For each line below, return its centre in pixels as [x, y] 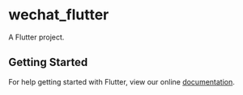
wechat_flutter [59, 15]
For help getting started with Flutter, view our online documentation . [122, 81]
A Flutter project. [36, 37]
